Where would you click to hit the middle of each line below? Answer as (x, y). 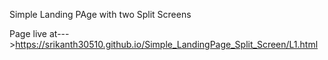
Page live (28, 33)
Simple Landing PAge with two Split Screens (100, 14)
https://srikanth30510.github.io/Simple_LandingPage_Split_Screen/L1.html (167, 44)
